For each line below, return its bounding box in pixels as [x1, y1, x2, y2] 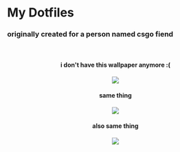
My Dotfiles [7, 5, 74, 21]
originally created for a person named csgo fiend [7, 30, 174, 39]
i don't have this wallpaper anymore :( [60, 61, 170, 69]
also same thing [92, 122, 139, 130]
